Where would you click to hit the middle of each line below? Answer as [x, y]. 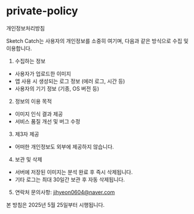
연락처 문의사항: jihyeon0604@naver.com [65, 192]
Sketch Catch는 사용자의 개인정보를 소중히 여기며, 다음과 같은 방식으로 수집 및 [98, 41]
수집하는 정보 [30, 61]
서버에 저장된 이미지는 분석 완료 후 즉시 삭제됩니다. [74, 172]
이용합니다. [19, 48]
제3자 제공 [27, 134]
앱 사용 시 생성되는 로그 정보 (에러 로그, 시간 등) [70, 81]
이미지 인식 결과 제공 [39, 114]
